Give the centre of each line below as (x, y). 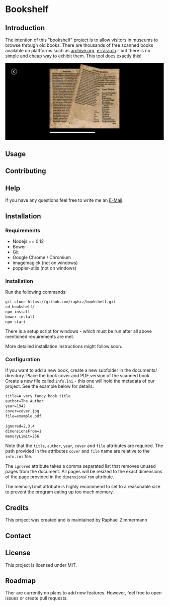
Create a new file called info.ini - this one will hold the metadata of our (80, 381)
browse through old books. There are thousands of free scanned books (79, 45)
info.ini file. (19, 457)
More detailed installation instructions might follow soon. (64, 347)
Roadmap (21, 581)
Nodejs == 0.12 (28, 241)
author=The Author (24, 401)
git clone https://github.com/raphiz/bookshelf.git (60, 302)
